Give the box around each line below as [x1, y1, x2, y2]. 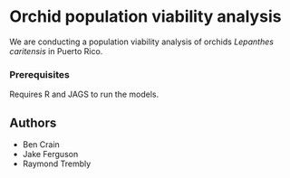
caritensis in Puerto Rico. [9, 45, 103, 56]
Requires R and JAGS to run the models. [9, 89, 159, 100]
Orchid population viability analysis [9, 6, 282, 27]
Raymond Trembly [22, 158, 92, 169]
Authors [9, 115, 57, 130]
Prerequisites [9, 68, 70, 80]
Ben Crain [22, 139, 61, 150]
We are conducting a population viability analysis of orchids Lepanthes [9, 36, 275, 47]
